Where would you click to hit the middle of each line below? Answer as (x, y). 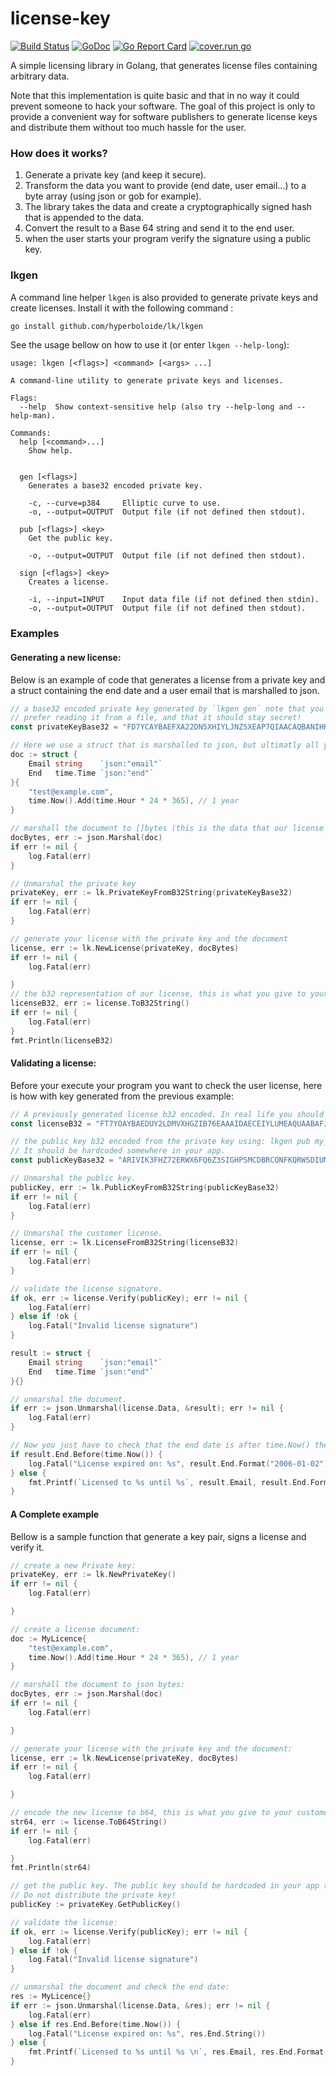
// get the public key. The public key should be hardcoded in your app (165, 1886)
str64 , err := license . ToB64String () (89, 1822)
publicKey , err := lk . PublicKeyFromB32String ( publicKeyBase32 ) (145, 1187)
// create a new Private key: (73, 1565)
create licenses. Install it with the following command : (122, 308)
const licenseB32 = (51, 1123)
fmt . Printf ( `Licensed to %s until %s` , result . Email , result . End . (169, 1482)
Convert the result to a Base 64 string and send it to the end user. (159, 228)
